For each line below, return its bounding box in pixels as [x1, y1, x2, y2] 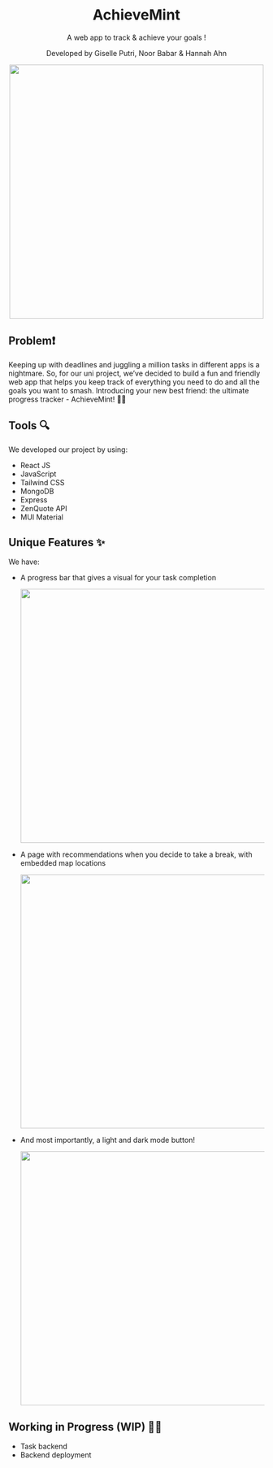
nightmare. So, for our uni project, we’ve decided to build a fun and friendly [8, 368, 261, 378]
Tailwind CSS [19, 477, 65, 487]
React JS [19, 460, 51, 470]
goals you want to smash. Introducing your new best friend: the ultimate [8, 385, 249, 395]
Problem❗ [8, 334, 55, 348]
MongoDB [19, 486, 54, 496]
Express [19, 494, 48, 505]
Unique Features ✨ [8, 535, 106, 549]
